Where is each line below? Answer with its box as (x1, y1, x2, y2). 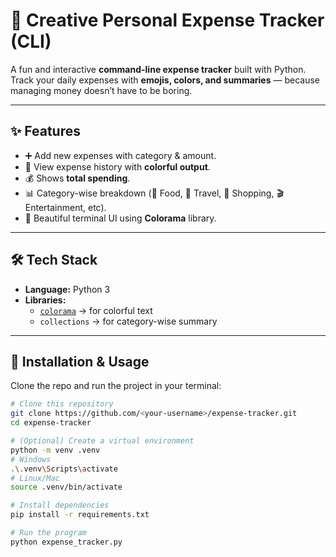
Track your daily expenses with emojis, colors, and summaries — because (10, 74, 320, 86)
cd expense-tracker (10, 418, 92, 428)
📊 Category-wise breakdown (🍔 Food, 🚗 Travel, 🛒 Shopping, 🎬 (24, 187, 284, 199)
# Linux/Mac (10, 473, 60, 483)
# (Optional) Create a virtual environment (10, 436, 195, 446)
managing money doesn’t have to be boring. (10, 84, 193, 96)
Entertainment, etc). (24, 201, 107, 213)
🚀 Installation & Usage (10, 353, 150, 370)
